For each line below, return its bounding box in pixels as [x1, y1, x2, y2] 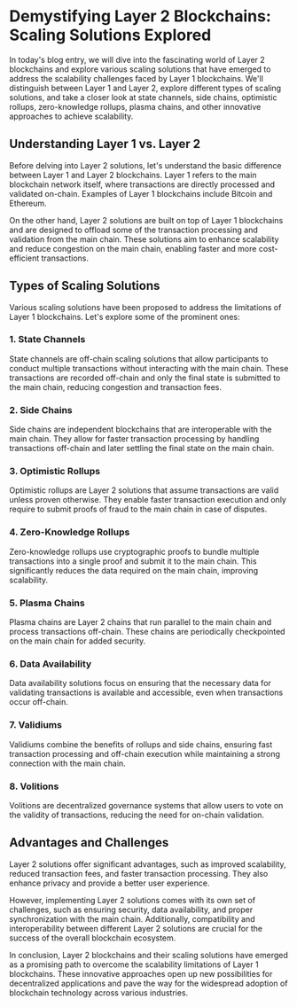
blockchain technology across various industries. [9, 987, 189, 998]
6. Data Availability [9, 658, 92, 670]
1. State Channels [9, 333, 86, 346]
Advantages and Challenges [9, 835, 169, 850]
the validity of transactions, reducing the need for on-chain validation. [9, 809, 264, 820]
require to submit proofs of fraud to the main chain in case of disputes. [9, 503, 268, 515]
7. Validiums [9, 719, 62, 731]
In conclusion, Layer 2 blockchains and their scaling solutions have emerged [9, 949, 288, 960]
